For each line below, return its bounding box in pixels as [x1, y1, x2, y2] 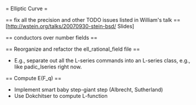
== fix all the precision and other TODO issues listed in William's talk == [5, 17, 181, 23]
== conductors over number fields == [5, 34, 98, 41]
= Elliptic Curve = [5, 5, 48, 12]
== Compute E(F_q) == [5, 75, 62, 81]
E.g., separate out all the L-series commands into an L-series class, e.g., [14, 57, 191, 64]
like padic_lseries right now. [14, 63, 82, 70]
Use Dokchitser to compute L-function [14, 93, 108, 99]
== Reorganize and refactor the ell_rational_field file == [5, 45, 140, 52]
